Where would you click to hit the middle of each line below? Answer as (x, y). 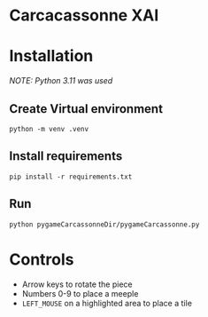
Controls (42, 259)
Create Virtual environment (86, 109)
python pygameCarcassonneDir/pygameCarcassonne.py (104, 224)
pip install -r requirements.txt (71, 177)
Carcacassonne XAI (84, 16)
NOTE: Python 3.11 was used (61, 81)
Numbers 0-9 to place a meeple (80, 293)
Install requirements (66, 156)
